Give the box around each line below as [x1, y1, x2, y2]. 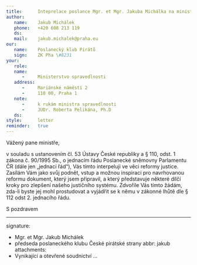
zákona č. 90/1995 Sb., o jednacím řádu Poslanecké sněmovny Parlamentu [6, 157, 186, 164]
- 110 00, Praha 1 [21, 90, 77, 96]
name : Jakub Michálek [13, 19, 75, 25]
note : [13, 96, 28, 101]
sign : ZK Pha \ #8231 [13, 52, 72, 58]
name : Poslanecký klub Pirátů [13, 47, 96, 53]
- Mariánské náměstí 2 [21, 85, 88, 91]
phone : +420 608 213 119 [13, 25, 80, 31]
